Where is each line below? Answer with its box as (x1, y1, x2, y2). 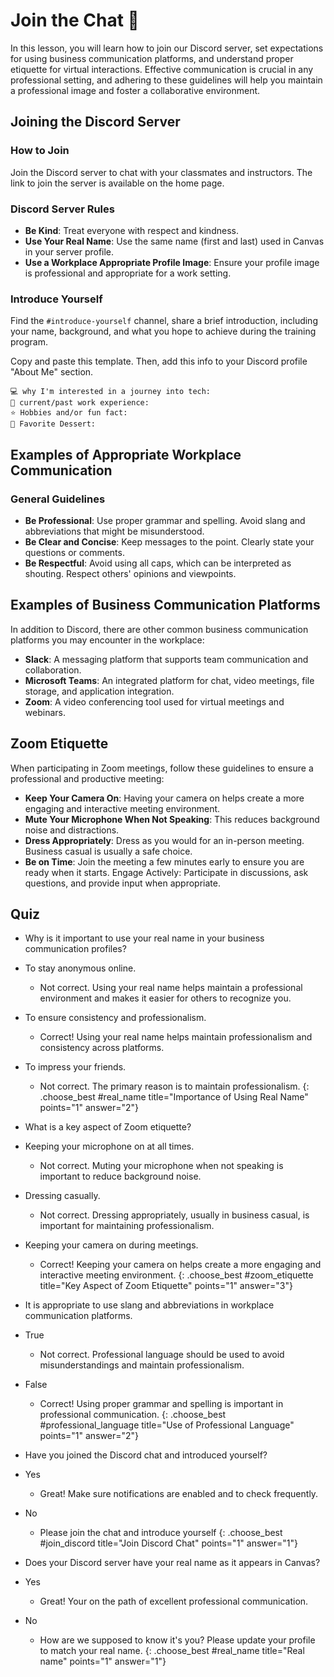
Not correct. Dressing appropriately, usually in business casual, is (39, 1209, 310, 1221)
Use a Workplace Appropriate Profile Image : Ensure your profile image (24, 256, 320, 268)
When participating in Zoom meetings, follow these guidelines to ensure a (10, 762, 314, 774)
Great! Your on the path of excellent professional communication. (39, 1595, 309, 1608)
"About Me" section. (10, 366, 94, 378)
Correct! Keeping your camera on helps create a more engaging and (39, 1259, 322, 1271)
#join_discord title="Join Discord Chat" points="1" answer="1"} (39, 1537, 298, 1549)
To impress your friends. (24, 1061, 127, 1073)
